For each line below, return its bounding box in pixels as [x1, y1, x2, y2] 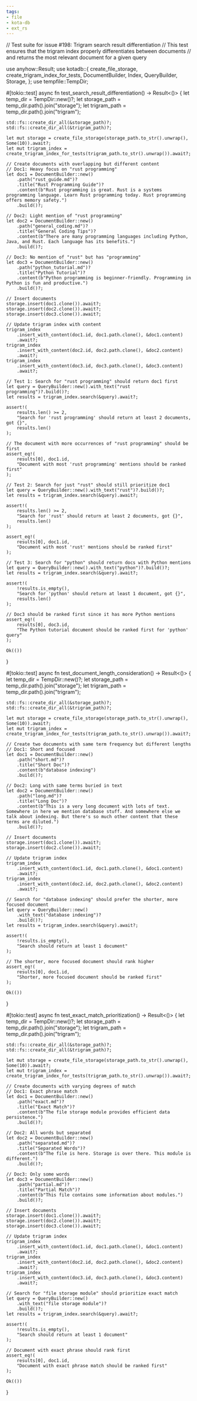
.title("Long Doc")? [17, 798, 67, 805]
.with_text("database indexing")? [17, 912, 101, 918]
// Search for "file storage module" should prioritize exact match [6, 1290, 178, 1296]
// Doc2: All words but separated [6, 1130, 91, 1136]
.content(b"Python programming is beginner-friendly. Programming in [17, 275, 192, 281]
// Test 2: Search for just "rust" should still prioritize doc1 [6, 482, 170, 488]
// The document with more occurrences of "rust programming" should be [6, 441, 189, 447]
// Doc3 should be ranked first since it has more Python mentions [6, 612, 176, 618]
